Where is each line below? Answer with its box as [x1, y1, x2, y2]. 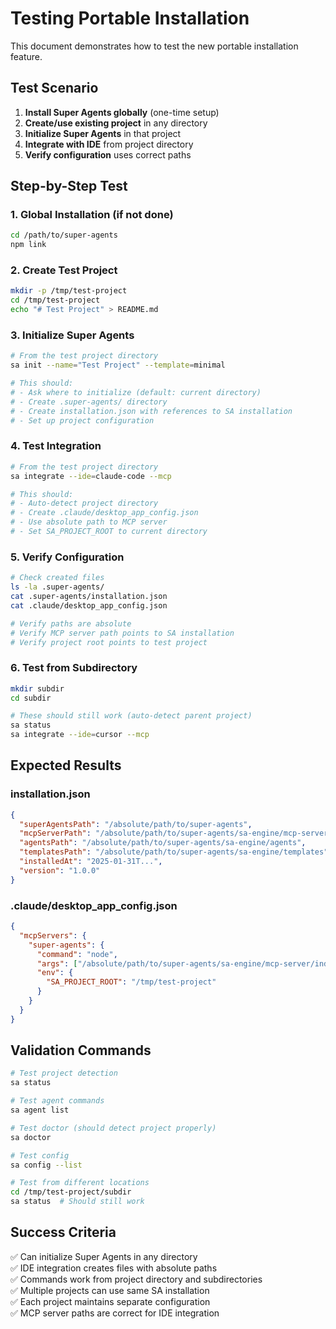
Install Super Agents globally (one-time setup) [24, 106, 220, 118]
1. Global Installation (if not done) [10, 208, 174, 222]
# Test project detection [10, 1068, 118, 1079]
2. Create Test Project [10, 263, 118, 277]
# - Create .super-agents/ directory [10, 397, 168, 407]
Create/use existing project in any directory [24, 117, 208, 129]
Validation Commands [10, 1042, 152, 1059]
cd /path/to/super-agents [10, 230, 118, 241]
